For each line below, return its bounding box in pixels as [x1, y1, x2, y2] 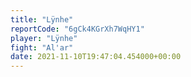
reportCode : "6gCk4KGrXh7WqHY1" [10, 24, 145, 34]
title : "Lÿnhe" [10, 14, 74, 25]
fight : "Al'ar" [10, 42, 74, 53]
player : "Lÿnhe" [10, 33, 78, 43]
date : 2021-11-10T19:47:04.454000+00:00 [10, 52, 182, 62]
